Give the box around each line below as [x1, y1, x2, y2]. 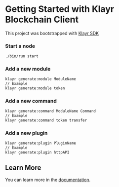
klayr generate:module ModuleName [5, 76, 77, 82]
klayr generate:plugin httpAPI [5, 150, 70, 155]
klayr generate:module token [5, 86, 65, 91]
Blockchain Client [5, 14, 79, 25]
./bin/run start [5, 54, 39, 59]
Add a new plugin [5, 129, 48, 136]
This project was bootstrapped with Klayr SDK [5, 30, 99, 36]
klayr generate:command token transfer [5, 118, 87, 123]
